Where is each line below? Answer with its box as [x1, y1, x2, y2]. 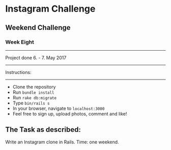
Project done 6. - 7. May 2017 [5, 54, 67, 61]
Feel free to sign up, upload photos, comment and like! [12, 110, 127, 117]
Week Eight [5, 39, 34, 46]
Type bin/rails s [12, 100, 50, 106]
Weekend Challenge [5, 23, 71, 32]
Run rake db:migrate [12, 94, 57, 100]
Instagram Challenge [5, 3, 96, 15]
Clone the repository [12, 84, 56, 90]
